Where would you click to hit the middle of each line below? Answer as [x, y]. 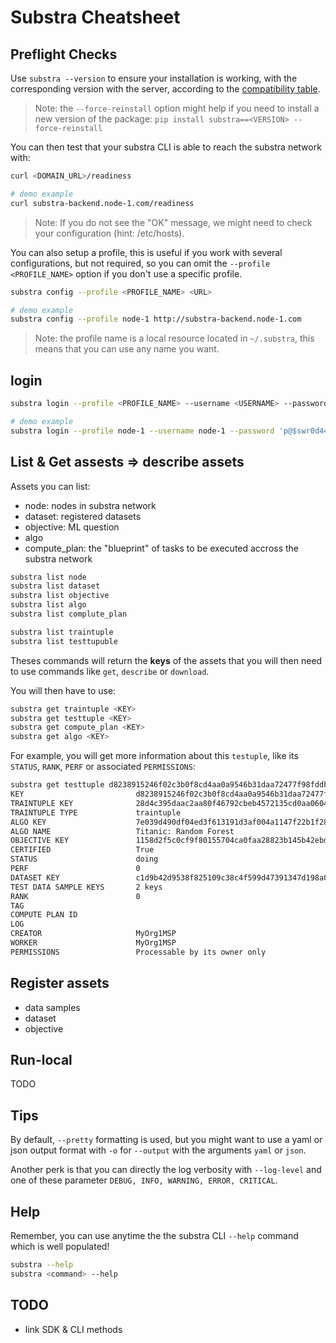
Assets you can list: [50, 486]
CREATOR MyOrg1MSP [93, 934]
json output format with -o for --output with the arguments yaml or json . [158, 1150]
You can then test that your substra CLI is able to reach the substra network [166, 147]
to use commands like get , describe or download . [110, 671]
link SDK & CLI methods [73, 1329]
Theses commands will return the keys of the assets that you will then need [166, 660]
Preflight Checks [64, 54]
